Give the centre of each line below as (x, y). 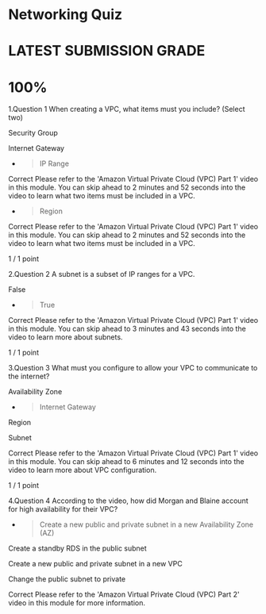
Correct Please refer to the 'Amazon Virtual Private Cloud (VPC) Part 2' (124, 595)
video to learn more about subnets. (66, 337)
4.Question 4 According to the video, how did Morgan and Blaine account (128, 501)
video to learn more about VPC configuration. (83, 470)
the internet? (29, 376)
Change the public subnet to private (67, 579)
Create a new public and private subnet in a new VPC (95, 564)
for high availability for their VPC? (63, 509)
